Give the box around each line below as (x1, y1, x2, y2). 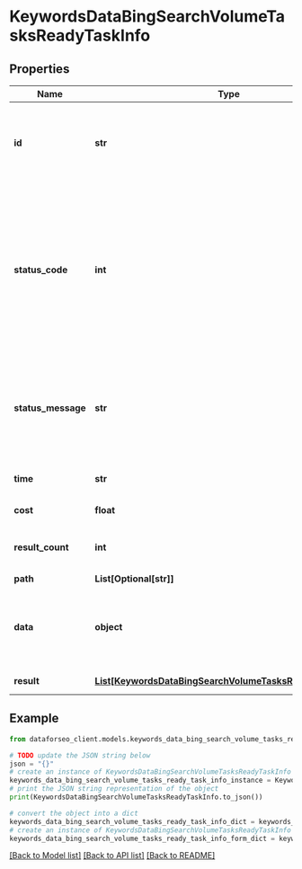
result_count (13, 541, 69, 554)
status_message (13, 402, 87, 414)
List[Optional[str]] (94, 572, 174, 585)
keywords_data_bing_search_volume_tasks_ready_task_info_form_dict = (9, 834, 276, 843)
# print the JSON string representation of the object (9, 785, 219, 794)
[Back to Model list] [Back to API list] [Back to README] (9, 850, 216, 861)
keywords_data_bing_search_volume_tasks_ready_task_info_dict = (9, 817, 255, 826)
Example (9, 711, 59, 726)
